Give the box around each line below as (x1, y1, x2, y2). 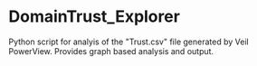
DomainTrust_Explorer (8, 6, 180, 27)
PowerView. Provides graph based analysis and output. (8, 45, 214, 56)
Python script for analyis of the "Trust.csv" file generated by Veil (8, 36, 250, 47)
